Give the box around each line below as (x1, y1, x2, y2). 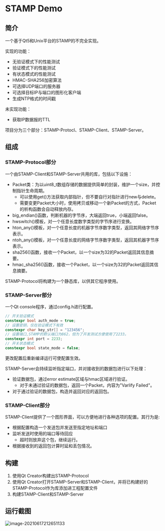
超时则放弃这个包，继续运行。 (19, 437, 80, 443)
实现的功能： (5, 48, 31, 54)
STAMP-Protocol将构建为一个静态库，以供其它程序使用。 (5, 278, 121, 284)
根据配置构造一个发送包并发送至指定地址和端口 (12, 425, 107, 431)
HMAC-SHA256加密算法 (12, 77, 62, 83)
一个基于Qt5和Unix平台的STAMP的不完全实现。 (5, 38, 101, 43)
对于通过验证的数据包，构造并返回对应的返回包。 (12, 388, 112, 394)
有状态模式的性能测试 (12, 71, 56, 77)
